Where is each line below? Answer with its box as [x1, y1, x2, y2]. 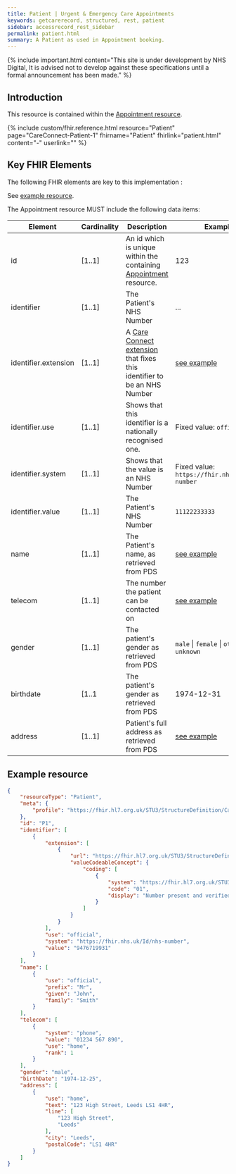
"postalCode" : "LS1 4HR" [44, 1141, 118, 1148]
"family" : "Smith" [44, 996, 99, 1004]
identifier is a [125, 417, 169, 427]
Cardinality [81, 221, 119, 231]
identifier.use [11, 422, 55, 432]
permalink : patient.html [7, 30, 80, 37]
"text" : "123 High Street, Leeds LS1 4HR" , [44, 1101, 174, 1108]
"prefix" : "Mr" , [44, 984, 93, 991]
